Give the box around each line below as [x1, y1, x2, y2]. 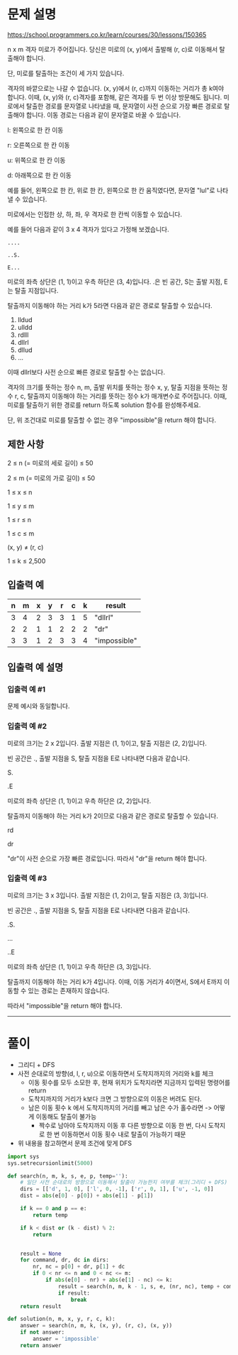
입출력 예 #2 [7, 721, 47, 731]
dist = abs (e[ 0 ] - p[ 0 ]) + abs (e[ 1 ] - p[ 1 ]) [20, 1193, 154, 1200]
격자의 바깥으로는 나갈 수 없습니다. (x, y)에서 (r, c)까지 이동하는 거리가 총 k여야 [7, 84, 225, 92]
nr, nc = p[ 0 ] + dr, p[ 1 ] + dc [33, 1263, 125, 1271]
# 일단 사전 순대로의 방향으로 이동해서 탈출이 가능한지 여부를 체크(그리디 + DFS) [20, 1179, 228, 1186]
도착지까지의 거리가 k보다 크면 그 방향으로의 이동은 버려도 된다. [28, 1094, 202, 1103]
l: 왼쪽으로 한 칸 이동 [7, 126, 64, 134]
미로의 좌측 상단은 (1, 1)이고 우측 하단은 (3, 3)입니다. [7, 962, 152, 970]
